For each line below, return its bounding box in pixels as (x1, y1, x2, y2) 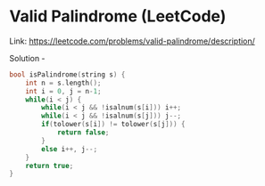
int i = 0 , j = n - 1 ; (25, 86, 102, 95)
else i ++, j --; (41, 144, 98, 153)
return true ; (25, 161, 74, 170)
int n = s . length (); (25, 78, 102, 87)
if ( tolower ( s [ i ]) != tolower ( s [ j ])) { (41, 120, 186, 129)
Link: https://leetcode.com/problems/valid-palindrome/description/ (9, 36, 256, 46)
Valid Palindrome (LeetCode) (9, 6, 227, 27)
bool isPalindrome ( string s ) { (9, 69, 126, 79)
